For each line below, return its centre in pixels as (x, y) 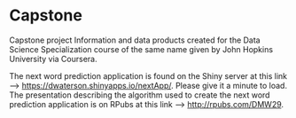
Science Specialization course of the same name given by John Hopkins (141, 49)
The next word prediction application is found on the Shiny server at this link (148, 75)
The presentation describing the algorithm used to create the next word (140, 95)
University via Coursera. (53, 59)
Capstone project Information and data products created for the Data (135, 40)
